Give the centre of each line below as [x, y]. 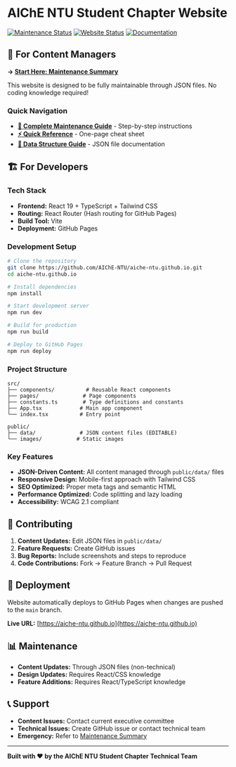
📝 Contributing [40, 524]
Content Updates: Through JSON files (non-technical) [96, 666]
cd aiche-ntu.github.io [42, 274]
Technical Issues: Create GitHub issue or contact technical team [111, 728]
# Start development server [48, 306]
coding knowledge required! [48, 92]
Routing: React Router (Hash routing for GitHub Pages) [97, 213]
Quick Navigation [38, 110]
